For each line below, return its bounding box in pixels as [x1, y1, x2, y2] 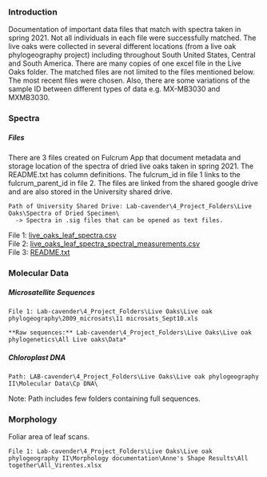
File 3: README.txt [8, 248, 70, 257]
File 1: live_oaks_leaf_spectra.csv [8, 231, 118, 241]
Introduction [8, 6, 58, 18]
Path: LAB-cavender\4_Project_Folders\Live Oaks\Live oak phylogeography [8, 373, 260, 381]
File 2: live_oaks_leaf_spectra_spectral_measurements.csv [8, 239, 201, 249]
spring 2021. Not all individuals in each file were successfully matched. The [8, 33, 257, 42]
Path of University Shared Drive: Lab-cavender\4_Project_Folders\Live [8, 203, 252, 211]
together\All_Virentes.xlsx [8, 462, 102, 470]
